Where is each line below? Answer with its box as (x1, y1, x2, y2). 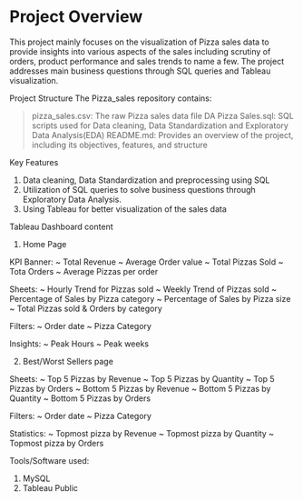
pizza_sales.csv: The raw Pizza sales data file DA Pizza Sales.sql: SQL (31, 110, 295, 121)
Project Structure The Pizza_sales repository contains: (9, 93, 212, 104)
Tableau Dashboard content (9, 221, 113, 232)
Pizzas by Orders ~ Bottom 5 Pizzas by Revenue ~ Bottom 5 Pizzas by (9, 383, 271, 394)
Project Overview (9, 6, 143, 27)
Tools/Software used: (9, 455, 90, 466)
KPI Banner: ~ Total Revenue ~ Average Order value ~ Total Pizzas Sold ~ (9, 256, 284, 267)
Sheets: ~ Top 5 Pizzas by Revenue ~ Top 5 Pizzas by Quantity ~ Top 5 (9, 373, 275, 384)
